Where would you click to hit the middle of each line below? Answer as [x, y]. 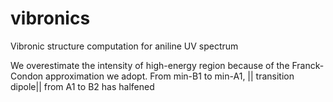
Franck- [308, 65]
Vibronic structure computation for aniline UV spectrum [124, 46]
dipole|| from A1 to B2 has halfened [82, 86]
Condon [27, 76]
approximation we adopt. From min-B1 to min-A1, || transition [170, 76]
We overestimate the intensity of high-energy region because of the [150, 65]
